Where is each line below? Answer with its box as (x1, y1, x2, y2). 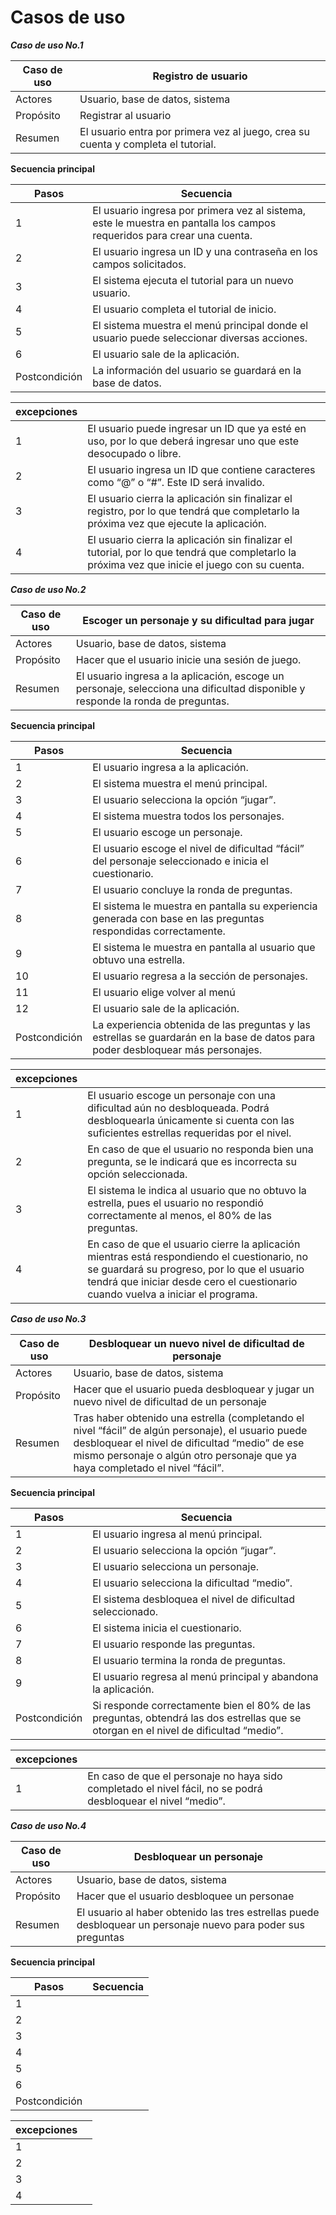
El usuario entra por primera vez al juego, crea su (79, 124, 310, 138)
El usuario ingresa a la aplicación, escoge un (75, 669, 285, 683)
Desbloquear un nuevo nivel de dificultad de (88, 1336, 305, 1350)
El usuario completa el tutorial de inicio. (92, 302, 277, 316)
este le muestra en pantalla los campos (92, 216, 277, 230)
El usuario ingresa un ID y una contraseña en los (92, 244, 318, 258)
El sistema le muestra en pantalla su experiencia (92, 899, 318, 913)
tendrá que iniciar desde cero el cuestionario (87, 1274, 298, 1288)
